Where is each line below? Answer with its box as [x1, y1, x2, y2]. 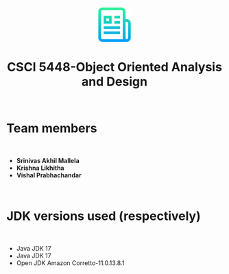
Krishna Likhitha [16, 164, 64, 172]
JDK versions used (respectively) [6, 208, 202, 224]
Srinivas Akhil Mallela [16, 156, 80, 164]
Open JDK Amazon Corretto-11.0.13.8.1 [16, 258, 125, 267]
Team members [6, 121, 97, 136]
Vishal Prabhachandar [16, 171, 82, 179]
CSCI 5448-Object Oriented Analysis [7, 60, 222, 75]
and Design [81, 74, 148, 90]
